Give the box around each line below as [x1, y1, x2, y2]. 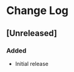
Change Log [6, 4, 69, 18]
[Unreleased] [6, 28, 58, 38]
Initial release [15, 60, 49, 67]
